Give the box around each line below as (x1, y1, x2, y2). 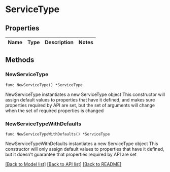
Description (45, 39, 74, 46)
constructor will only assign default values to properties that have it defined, (5, 146, 164, 152)
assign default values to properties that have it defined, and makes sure (5, 96, 155, 102)
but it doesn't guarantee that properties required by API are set (5, 151, 137, 157)
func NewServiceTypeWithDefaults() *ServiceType (5, 131, 110, 136)
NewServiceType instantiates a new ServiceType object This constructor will (5, 91, 165, 97)
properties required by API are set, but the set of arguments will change (5, 102, 155, 108)
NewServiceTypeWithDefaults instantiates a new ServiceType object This (5, 141, 158, 147)
